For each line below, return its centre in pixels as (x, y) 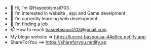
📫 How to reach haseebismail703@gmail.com (58, 30)
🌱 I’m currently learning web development (54, 18)
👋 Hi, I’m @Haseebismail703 (40, 8)
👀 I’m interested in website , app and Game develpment (68, 13)
